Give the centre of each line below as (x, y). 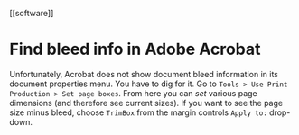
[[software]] (32, 13)
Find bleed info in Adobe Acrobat (135, 49)
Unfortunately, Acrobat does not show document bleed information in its (144, 74)
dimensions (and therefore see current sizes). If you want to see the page (146, 103)
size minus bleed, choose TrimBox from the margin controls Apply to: (139, 112)
